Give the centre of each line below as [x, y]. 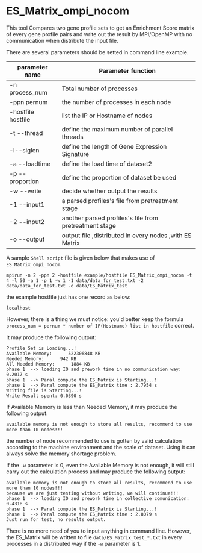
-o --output [27, 239]
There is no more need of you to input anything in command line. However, [99, 531]
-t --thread [26, 133]
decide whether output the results [109, 191]
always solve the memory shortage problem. [62, 454]
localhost [19, 308]
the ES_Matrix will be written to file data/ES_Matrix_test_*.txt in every [94, 537]
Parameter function [127, 70]
